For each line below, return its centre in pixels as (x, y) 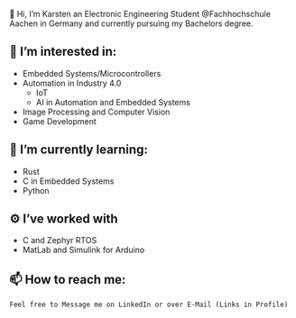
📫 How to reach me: (68, 279)
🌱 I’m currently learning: (79, 150)
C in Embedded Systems (68, 181)
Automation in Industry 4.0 (72, 83)
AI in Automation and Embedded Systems (113, 102)
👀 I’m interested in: (63, 52)
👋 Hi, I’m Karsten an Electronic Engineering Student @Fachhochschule (140, 14)
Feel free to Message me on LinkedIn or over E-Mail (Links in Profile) (149, 305)
